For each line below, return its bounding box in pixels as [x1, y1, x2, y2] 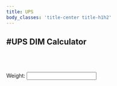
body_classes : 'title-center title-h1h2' [6, 14, 112, 20]
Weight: [6, 72, 26, 79]
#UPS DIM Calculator [6, 37, 87, 47]
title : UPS [6, 8, 34, 15]
